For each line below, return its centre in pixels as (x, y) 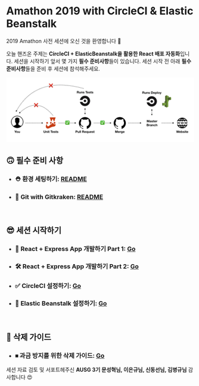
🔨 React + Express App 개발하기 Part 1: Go (75, 249)
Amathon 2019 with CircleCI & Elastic (100, 11)
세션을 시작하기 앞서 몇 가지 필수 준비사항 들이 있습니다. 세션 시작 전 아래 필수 (103, 61)
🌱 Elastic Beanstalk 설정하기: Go (61, 303)
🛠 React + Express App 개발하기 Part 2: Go (77, 266)
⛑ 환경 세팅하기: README (51, 179)
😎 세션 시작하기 (34, 230)
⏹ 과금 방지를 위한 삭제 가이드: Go (60, 356)
